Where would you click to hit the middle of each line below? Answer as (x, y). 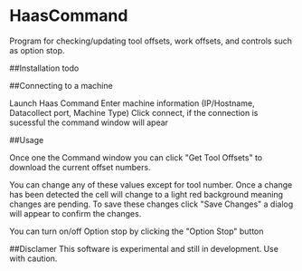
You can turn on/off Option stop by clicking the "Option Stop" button (137, 231)
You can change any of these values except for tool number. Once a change (151, 184)
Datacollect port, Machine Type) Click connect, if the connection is (134, 112)
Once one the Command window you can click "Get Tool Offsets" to (136, 157)
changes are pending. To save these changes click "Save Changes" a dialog (151, 204)
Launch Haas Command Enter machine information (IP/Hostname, (132, 103)
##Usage (27, 140)
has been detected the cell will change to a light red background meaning (146, 194)
